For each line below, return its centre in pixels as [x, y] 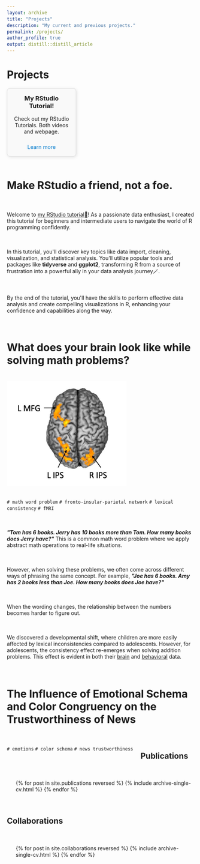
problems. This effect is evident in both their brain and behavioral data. [94, 657]
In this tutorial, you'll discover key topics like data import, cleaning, [89, 252]
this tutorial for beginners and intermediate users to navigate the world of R [99, 221]
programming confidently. [39, 228]
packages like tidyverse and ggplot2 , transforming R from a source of [94, 265]
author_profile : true [34, 38]
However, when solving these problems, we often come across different [96, 570]
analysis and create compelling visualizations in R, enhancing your [89, 304]
